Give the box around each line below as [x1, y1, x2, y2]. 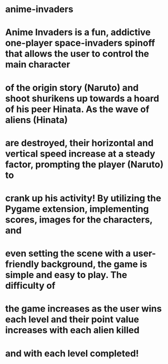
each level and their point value [5, 314, 139, 325]
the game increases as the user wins [5, 303, 162, 315]
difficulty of [5, 280, 55, 291]
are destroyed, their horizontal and [5, 137, 154, 148]
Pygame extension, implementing [5, 203, 149, 215]
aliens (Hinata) [5, 114, 68, 126]
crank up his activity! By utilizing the [5, 192, 161, 204]
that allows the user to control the [5, 48, 149, 60]
